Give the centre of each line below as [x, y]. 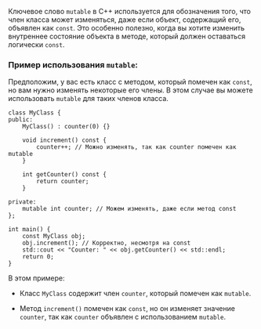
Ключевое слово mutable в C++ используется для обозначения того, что [129, 11]
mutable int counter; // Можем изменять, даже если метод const [129, 209]
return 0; [38, 257]
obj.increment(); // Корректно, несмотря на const [107, 243]
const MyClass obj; [54, 237]
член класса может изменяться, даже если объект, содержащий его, [125, 20]
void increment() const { [65, 140]
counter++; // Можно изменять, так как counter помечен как [136, 147]
